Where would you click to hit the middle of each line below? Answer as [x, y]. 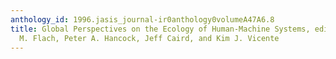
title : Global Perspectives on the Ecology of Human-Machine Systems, [160, 29]
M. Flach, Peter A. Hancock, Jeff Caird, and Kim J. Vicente [149, 38]
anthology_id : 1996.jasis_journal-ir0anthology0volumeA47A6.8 [142, 19]
